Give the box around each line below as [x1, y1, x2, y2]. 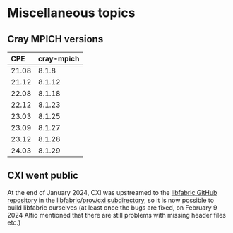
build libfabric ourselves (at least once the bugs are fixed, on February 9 [7, 203, 217, 212]
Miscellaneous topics [7, 5, 136, 21]
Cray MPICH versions [7, 33, 104, 45]
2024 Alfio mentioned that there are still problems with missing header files [7, 210, 226, 219]
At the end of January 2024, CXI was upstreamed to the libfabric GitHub [7, 188, 217, 196]
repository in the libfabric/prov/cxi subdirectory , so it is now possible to [7, 196, 214, 204]
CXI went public [7, 170, 79, 182]
